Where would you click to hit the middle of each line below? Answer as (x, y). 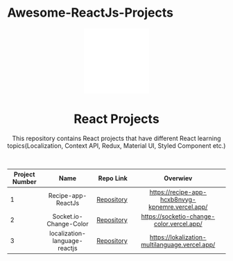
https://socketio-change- (178, 216)
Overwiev (178, 178)
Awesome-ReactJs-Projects (90, 13)
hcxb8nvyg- (178, 199)
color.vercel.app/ (178, 224)
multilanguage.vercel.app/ (178, 244)
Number (25, 182)
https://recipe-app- (178, 192)
